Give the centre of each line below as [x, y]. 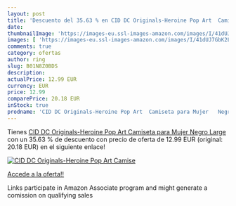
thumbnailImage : [31, 33]
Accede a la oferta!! [36, 174]
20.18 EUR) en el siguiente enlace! [56, 147]
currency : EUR [28, 86]
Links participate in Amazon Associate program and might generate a [107, 188]
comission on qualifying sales [50, 195]
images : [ [22, 40]
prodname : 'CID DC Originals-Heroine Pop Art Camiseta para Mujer [108, 112]
